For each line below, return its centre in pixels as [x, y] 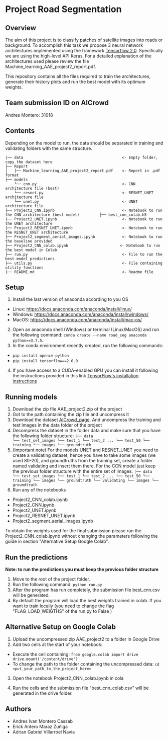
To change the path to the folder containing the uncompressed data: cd [86, 664]
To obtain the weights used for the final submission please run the [73, 531]
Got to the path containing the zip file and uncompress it [71, 415]
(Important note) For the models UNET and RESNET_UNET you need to [86, 450]
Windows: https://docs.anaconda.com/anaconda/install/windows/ [80, 314]
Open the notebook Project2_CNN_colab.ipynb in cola [68, 678]
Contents [20, 131]
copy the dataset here [29, 162]
